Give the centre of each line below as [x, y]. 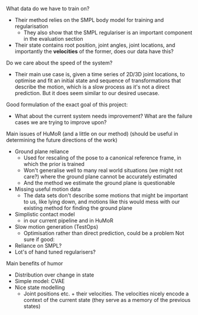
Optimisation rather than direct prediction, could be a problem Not [104, 233]
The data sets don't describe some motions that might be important [106, 195]
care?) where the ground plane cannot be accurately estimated [100, 176]
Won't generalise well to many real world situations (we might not [103, 170]
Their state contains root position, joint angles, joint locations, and [95, 45]
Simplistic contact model [45, 214]
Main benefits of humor [35, 263]
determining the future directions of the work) [62, 140]
